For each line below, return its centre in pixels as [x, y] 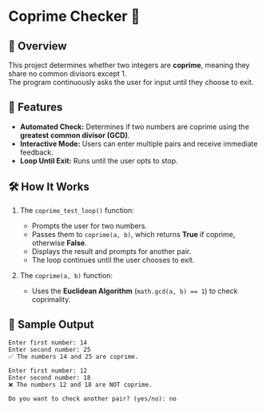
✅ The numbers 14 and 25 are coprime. [73, 357]
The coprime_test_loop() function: [77, 210]
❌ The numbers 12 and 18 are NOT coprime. [81, 385]
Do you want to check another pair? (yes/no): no [93, 399]
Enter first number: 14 [48, 343]
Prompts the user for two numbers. [89, 226]
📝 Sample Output [51, 325]
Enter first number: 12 [48, 371]
